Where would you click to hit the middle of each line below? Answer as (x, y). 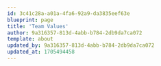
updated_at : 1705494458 (41, 52)
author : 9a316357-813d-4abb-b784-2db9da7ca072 (75, 33)
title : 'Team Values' (38, 26)
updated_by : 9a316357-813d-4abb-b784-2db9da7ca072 (81, 45)
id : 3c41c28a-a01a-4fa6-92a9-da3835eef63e (69, 13)
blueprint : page (30, 20)
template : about (30, 39)
